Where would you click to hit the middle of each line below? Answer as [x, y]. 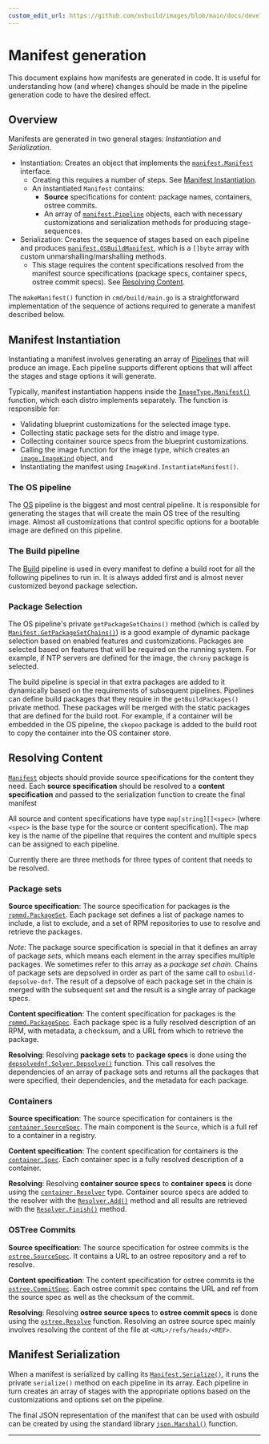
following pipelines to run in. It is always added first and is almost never [126, 577]
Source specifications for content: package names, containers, [148, 197]
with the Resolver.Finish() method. [68, 1209]
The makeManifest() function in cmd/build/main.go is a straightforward [124, 298]
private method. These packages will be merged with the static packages [129, 708]
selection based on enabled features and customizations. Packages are [126, 641]
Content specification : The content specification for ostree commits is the [131, 1280]
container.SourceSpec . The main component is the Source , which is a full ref [133, 1127]
